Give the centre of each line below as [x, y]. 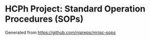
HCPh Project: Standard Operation [75, 9]
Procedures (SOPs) [44, 19]
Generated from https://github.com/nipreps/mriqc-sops [60, 32]
